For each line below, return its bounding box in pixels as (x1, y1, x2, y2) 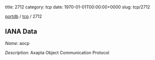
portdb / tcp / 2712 (5, 14, 42, 19)
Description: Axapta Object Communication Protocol (5, 49, 109, 55)
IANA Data (5, 28, 37, 36)
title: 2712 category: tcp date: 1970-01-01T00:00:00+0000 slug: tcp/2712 (5, 4, 150, 10)
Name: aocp (5, 40, 30, 46)
